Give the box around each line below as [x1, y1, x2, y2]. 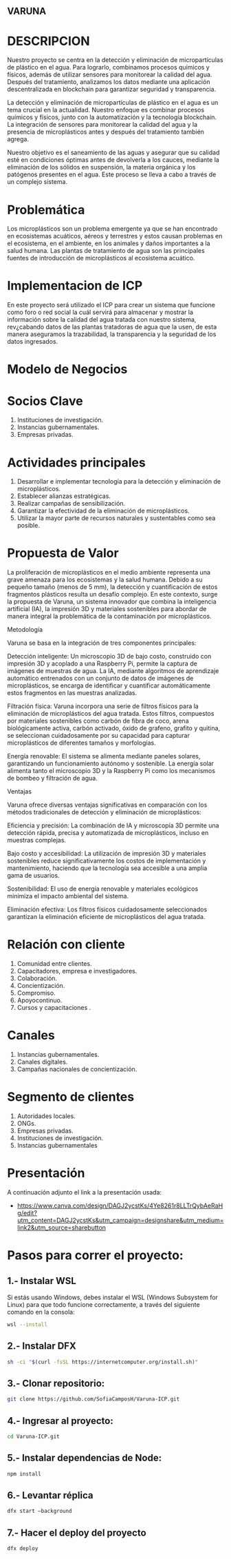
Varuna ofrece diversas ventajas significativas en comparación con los [7, 801, 208, 809]
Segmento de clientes [7, 1089, 135, 1105]
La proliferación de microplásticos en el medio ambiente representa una [7, 568, 211, 577]
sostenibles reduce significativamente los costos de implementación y [7, 857, 206, 865]
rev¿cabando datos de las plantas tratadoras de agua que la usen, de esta [7, 323, 217, 331]
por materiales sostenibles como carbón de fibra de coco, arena [7, 716, 189, 725]
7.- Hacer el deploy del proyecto [7, 1527, 146, 1538]
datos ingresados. [7, 338, 58, 346]
